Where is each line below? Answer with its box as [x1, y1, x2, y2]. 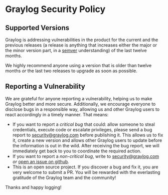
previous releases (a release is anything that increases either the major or [5, 42, 157, 48]
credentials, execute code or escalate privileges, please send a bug [12, 126, 152, 132]
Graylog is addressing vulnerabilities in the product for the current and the [5, 37, 158, 43]
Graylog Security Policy [5, 4, 106, 15]
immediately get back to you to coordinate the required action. [12, 148, 141, 154]
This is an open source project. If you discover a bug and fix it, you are [12, 164, 158, 170]
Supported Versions [5, 24, 69, 32]
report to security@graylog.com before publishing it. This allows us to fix [12, 132, 163, 138]
